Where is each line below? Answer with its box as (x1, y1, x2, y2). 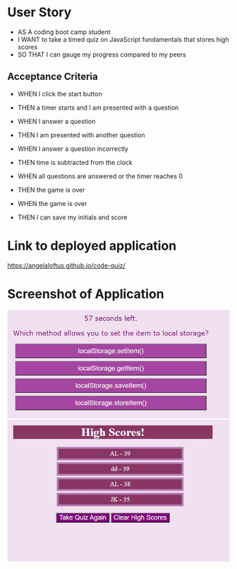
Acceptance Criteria (7, 71, 98, 83)
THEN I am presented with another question (17, 130, 146, 139)
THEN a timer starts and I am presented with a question (17, 103, 179, 112)
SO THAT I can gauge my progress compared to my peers (17, 50, 187, 59)
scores (17, 42, 38, 51)
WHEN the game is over (17, 199, 87, 207)
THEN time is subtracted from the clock (17, 158, 133, 166)
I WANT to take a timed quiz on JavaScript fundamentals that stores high (17, 35, 229, 43)
